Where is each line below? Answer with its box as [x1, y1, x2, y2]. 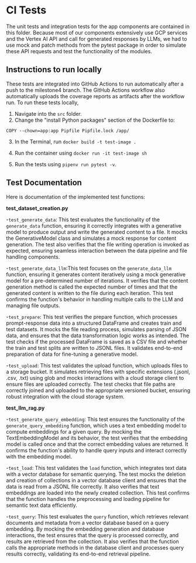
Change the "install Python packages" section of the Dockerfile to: [14, 116, 176, 123]
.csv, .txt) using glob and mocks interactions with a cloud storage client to [6, 374, 184, 381]
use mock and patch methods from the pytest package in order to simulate [6, 42, 186, 49]
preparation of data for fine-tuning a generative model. [6, 351, 139, 358]
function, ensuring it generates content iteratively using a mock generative [6, 270, 186, 278]
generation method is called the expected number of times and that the [6, 283, 178, 290]
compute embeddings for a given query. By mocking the [6, 428, 142, 435]
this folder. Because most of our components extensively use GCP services [6, 29, 188, 36]
